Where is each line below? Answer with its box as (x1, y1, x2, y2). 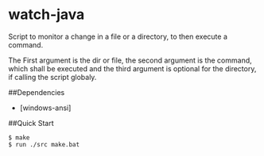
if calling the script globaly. (8, 72, 97, 82)
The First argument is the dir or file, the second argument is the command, (8, 55, 252, 65)
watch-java (8, 6, 85, 24)
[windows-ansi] (19, 103, 72, 112)
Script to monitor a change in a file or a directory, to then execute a (8, 32, 228, 41)
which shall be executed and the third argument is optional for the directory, (8, 63, 257, 73)
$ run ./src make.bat (8, 140, 80, 148)
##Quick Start (8, 118, 54, 127)
